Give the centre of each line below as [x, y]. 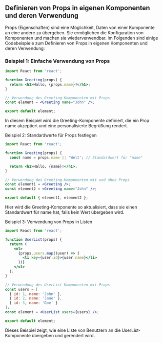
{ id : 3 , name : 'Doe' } [33, 303]
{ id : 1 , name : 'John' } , [36, 294]
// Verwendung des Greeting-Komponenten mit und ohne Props [68, 180]
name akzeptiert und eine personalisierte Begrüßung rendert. [67, 126]
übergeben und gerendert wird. [63, 335]
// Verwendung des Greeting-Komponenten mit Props [58, 98]
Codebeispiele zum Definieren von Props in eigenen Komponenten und [76, 43]
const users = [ [21, 289]
